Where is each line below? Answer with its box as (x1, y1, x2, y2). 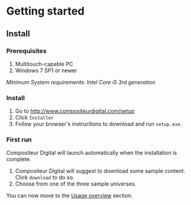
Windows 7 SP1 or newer (15, 67, 78, 74)
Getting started (6, 4, 85, 18)
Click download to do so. (15, 174, 75, 181)
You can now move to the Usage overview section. (6, 192, 133, 200)
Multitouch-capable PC (15, 60, 73, 67)
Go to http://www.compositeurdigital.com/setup (15, 107, 135, 115)
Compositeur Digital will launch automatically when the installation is (6, 149, 177, 156)
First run (6, 135, 32, 144)
